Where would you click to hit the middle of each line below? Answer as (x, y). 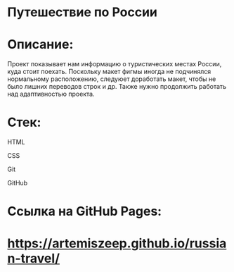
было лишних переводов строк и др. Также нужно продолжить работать (117, 87)
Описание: (40, 45)
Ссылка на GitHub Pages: (85, 211)
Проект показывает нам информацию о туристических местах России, (115, 64)
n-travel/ (33, 259)
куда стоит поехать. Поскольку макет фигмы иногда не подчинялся (109, 72)
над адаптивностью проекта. (51, 94)
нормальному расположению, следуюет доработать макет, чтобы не (112, 79)
